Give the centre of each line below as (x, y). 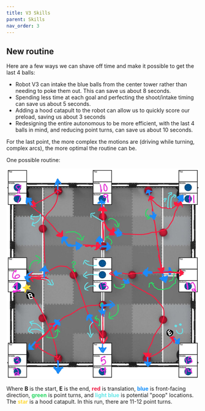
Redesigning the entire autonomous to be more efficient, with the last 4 (105, 124)
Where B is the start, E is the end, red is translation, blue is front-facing (96, 389)
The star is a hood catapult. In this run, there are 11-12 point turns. (89, 402)
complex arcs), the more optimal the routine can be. (72, 148)
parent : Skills (26, 19)
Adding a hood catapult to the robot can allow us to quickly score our (102, 111)
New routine (30, 51)
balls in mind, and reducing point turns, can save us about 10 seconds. (104, 130)
